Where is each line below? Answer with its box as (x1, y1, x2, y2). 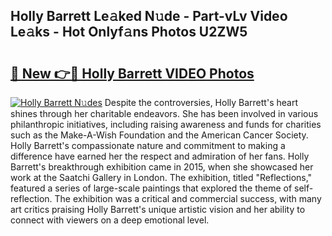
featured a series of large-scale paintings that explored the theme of (10, 182, 293, 194)
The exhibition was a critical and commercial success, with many (54, 193, 322, 204)
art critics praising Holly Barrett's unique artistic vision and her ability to (10, 204, 306, 215)
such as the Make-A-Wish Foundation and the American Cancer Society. (10, 129, 309, 141)
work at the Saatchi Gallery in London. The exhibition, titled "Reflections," (10, 172, 313, 183)
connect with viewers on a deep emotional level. (10, 214, 210, 226)
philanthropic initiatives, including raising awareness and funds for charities (10, 119, 322, 130)
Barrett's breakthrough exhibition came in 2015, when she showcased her (10, 161, 314, 173)
